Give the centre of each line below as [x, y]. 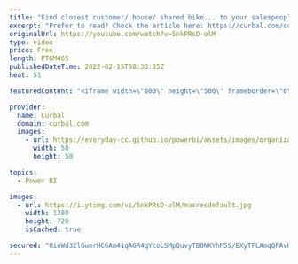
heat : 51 [25, 75]
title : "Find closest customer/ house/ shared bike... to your [129, 17]
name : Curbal [41, 115]
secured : [25, 245]
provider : [27, 107]
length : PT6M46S [39, 58]
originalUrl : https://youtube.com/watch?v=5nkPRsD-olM [113, 34]
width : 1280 [47, 214]
